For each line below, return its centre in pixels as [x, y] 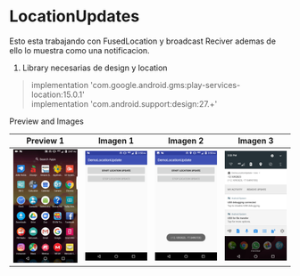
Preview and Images [47, 121]
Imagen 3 [256, 141]
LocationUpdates [75, 16]
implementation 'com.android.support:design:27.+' [124, 103]
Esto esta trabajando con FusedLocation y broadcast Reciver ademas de [143, 41]
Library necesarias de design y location [95, 68]
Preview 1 [46, 141]
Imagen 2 [186, 141]
